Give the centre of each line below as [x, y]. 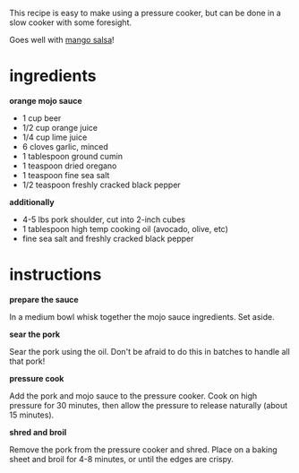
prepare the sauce [44, 299]
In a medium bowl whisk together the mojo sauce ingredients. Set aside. [142, 316]
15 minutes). [32, 415]
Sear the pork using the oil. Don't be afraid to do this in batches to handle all [150, 351]
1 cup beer [42, 118]
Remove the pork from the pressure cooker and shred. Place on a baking [143, 449]
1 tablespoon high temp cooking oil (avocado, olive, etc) [125, 228]
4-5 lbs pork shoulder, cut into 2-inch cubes [104, 219]
